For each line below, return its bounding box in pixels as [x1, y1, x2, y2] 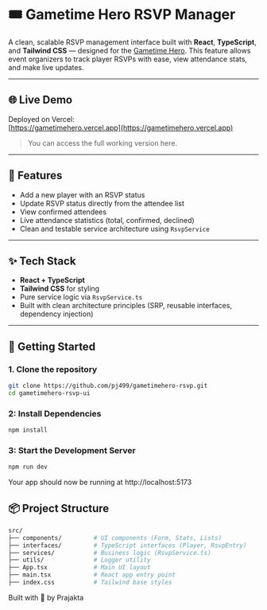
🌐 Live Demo [8, 93, 73, 107]
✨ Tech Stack [8, 254, 76, 268]
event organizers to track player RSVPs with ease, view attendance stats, [8, 54, 248, 64]
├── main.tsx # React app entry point [8, 571, 176, 579]
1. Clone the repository [8, 363, 98, 374]
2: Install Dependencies [8, 408, 102, 419]
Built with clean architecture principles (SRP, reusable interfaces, [19, 301, 233, 311]
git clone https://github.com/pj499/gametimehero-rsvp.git [8, 382, 208, 390]
